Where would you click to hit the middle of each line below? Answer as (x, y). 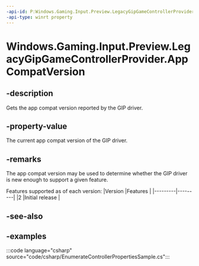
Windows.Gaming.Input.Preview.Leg (98, 47)
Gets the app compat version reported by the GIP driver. (75, 108)
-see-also (25, 216)
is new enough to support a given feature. (57, 180)
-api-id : (17, 12)
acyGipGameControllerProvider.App (97, 59)
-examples (26, 236)
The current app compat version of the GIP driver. (67, 140)
